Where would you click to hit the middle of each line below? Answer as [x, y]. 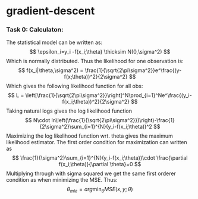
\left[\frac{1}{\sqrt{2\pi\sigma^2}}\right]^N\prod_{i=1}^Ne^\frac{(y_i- [109, 95]
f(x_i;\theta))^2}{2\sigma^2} [96, 102]
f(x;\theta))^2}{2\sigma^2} [96, 77]
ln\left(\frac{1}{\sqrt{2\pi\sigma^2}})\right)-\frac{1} [113, 120]
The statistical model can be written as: [54, 42]
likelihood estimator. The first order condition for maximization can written [97, 142]
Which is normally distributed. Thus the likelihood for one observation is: [95, 61]
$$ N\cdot [37, 120]
